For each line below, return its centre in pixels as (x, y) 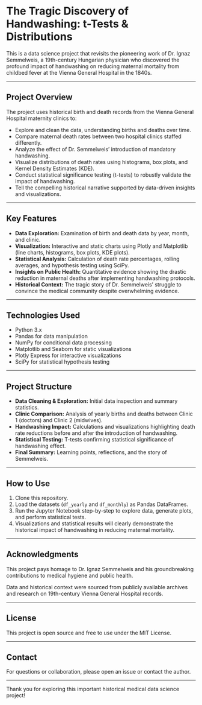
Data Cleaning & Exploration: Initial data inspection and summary (96, 401)
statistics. (27, 408)
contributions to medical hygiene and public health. (70, 575)
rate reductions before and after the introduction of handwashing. (96, 433)
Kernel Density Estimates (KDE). (55, 168)
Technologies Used (43, 315)
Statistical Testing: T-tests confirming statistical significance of (94, 440)
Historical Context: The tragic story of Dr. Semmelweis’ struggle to (98, 284)
